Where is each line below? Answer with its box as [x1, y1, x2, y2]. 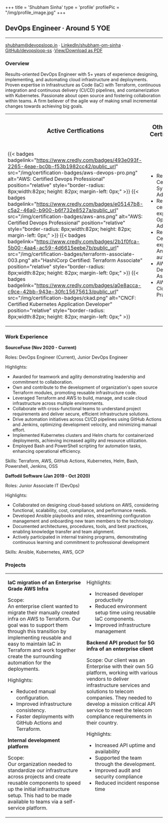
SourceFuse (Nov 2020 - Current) [5, 345, 76, 351]
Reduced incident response [94, 779, 159, 786]
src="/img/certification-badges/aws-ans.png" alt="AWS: [7, 213, 143, 220]
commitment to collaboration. [12, 379, 73, 385]
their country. [86, 719, 118, 726]
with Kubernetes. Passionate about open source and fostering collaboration [5, 93, 161, 99]
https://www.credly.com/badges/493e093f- [36, 157, 142, 164]
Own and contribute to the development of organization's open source [12, 384, 158, 390]
